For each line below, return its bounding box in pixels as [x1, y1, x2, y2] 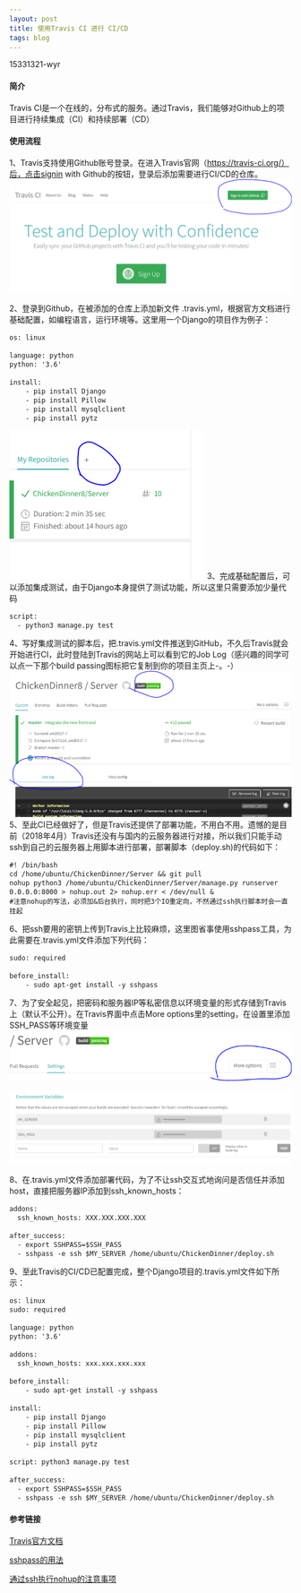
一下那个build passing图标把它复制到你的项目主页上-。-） [24, 659, 239, 671]
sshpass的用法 [9, 1554, 64, 1565]
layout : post [9, 14, 58, 23]
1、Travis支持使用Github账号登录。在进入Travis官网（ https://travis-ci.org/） [9, 157, 289, 168]
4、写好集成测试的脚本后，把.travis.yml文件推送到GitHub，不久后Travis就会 [9, 637, 289, 649]
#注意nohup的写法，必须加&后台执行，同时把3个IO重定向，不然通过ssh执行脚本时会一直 [9, 897, 288, 906]
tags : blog [9, 33, 50, 42]
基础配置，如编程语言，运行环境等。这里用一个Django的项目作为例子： [9, 314, 271, 324]
